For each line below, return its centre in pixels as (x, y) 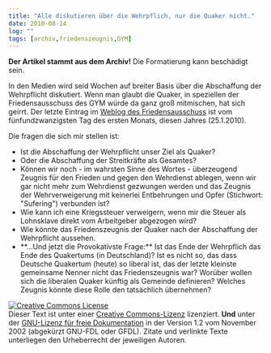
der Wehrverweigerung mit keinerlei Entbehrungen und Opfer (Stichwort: (142, 195)
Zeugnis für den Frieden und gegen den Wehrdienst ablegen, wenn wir (138, 178)
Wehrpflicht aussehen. (57, 238)
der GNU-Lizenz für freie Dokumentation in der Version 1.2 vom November (132, 323)
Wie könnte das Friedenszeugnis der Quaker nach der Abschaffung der (139, 230)
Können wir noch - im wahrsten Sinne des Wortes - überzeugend (129, 169)
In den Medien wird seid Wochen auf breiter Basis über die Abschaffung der (135, 86)
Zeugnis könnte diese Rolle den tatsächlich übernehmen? (116, 290)
